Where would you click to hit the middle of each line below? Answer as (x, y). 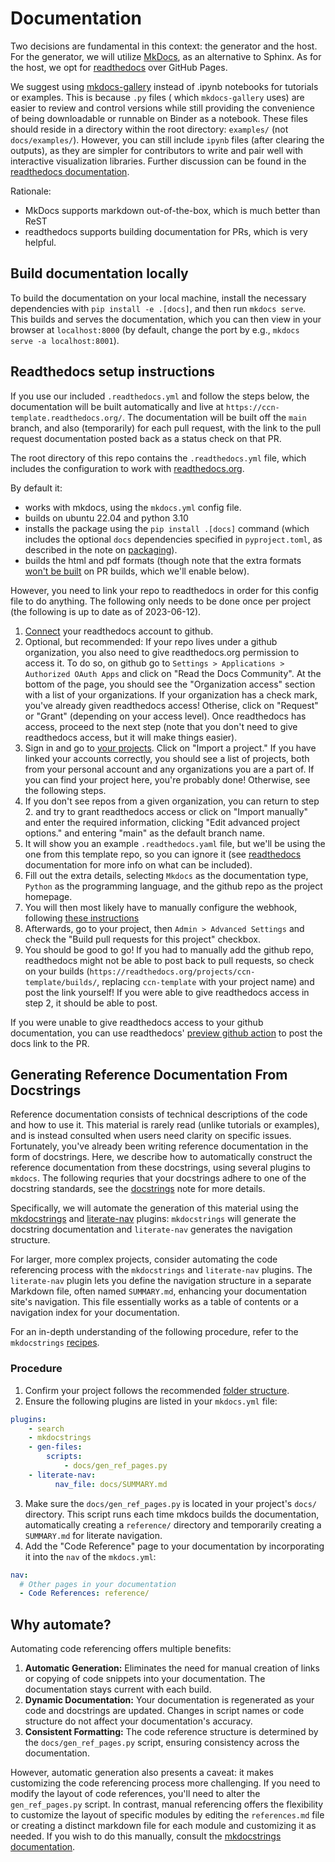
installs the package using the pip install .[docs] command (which (167, 528)
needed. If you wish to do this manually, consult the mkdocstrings (146, 1836)
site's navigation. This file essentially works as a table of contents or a (154, 1302)
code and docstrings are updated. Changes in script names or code (164, 1711)
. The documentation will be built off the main (214, 417)
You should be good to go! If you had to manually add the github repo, (169, 949)
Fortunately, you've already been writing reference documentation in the (159, 1146)
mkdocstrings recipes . (55, 1343)
